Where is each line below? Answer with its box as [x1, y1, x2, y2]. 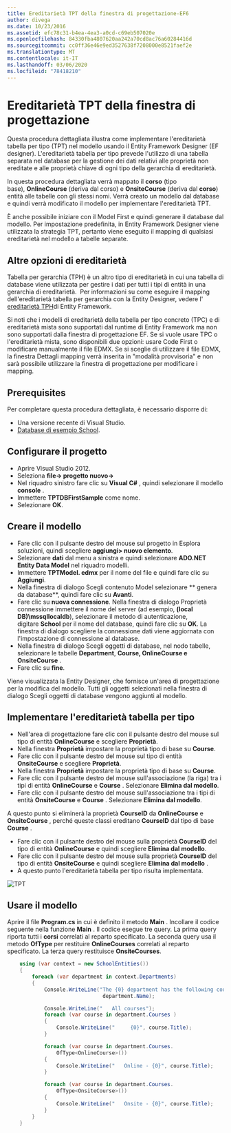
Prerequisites [7, 387, 66, 398]
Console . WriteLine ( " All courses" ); [43, 1005, 155, 1012]
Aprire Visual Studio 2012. [16, 464, 91, 472]
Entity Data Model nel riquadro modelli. [16, 561, 129, 569]
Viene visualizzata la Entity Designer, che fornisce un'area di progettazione [7, 677, 220, 685]
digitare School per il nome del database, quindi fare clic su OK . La [16, 620, 208, 628]
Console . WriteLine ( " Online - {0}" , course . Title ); [56, 1062, 214, 1069]
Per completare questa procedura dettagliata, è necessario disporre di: [7, 405, 208, 414]
